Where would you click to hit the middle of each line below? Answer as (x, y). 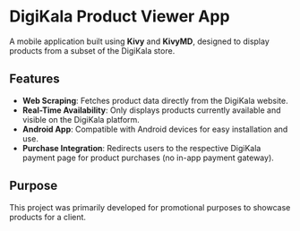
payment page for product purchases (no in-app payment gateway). (148, 158)
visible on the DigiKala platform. (81, 119)
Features (34, 79)
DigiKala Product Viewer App (120, 17)
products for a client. (48, 217)
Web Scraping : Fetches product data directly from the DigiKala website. (155, 100)
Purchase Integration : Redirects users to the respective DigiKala (141, 148)
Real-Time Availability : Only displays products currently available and (151, 110)
